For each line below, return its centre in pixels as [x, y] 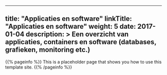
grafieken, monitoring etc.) [48, 50]
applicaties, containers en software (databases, [81, 42]
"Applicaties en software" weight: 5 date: [71, 27]
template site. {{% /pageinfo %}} [39, 67]
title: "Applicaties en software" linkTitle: [69, 19]
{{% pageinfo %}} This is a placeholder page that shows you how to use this [83, 62]
